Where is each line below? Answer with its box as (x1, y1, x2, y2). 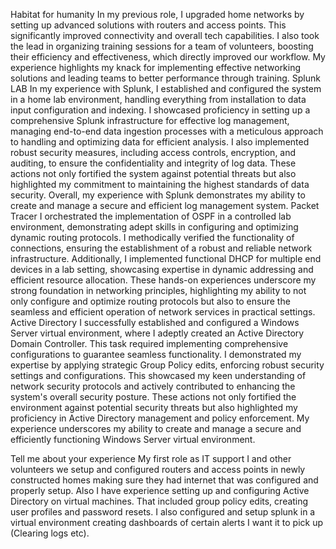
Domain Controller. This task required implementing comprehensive (10, 338, 289, 349)
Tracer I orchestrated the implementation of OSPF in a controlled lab (10, 210, 292, 222)
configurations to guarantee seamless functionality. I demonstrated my (10, 349, 302, 360)
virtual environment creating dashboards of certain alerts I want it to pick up (10, 517, 324, 528)
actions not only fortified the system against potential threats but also (10, 168, 297, 179)
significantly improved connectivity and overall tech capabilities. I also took (10, 30, 320, 41)
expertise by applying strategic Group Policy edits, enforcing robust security (10, 359, 325, 371)
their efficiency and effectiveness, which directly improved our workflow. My (10, 51, 326, 63)
